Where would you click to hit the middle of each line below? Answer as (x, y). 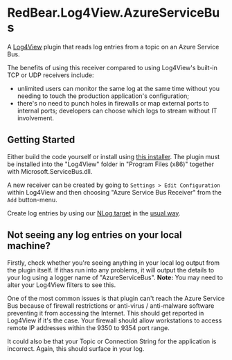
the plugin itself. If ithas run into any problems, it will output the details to (111, 270)
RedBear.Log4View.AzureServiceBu (114, 13)
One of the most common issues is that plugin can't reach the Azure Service (116, 298)
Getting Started (41, 140)
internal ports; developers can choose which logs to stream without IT (117, 111)
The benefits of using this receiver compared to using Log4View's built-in (113, 67)
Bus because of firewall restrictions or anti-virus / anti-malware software (111, 305)
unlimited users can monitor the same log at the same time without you (118, 88)
